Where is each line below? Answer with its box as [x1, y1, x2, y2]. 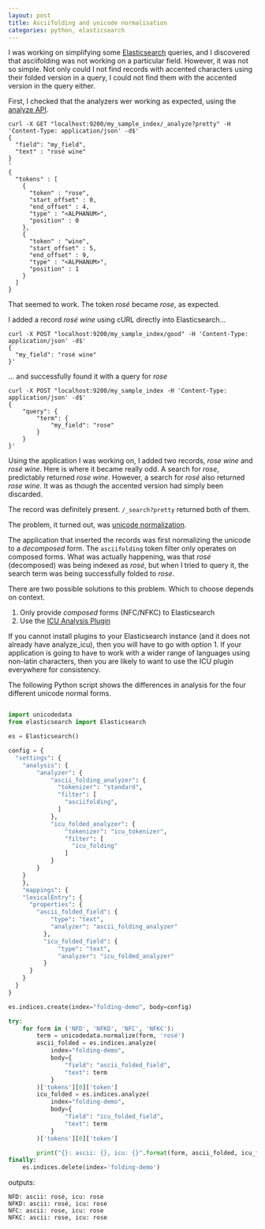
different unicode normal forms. [8, 689, 112, 698]
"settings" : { [15, 754, 62, 762]
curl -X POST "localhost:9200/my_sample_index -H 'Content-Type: [8, 387, 227, 395]
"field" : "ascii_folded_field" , [64, 1061, 171, 1069]
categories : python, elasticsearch [8, 26, 125, 34]
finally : [8, 1156, 37, 1164]
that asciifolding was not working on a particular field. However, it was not [8, 56, 248, 65]
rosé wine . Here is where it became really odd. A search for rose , [8, 465, 219, 474]
